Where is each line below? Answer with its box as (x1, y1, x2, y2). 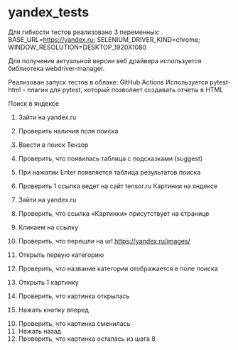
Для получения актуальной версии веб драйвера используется (8, 56, 202, 65)
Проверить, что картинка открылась (18, 292, 130, 300)
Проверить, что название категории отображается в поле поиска (18, 264, 219, 273)
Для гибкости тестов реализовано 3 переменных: (8, 28, 161, 36)
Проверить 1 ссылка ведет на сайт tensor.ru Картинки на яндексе (18, 182, 218, 190)
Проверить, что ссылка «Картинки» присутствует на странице (18, 209, 210, 217)
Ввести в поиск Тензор (18, 140, 89, 149)
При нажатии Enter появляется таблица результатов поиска (18, 168, 201, 176)
